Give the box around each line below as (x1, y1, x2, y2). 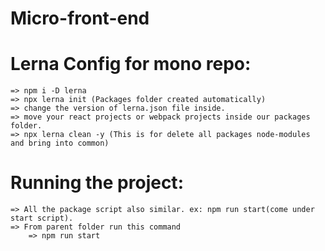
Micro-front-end (10, 7, 150, 30)
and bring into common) (10, 138, 110, 149)
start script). (10, 213, 74, 224)
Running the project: (10, 172, 184, 194)
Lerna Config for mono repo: (10, 53, 252, 76)
